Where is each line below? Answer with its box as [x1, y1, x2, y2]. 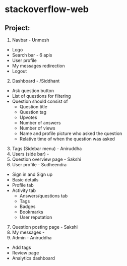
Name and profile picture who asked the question [19, 130, 122, 137]
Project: [5, 24, 30, 32]
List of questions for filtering [12, 93, 71, 99]
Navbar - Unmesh [12, 37, 49, 43]
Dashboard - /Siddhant [12, 78, 60, 84]
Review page [12, 250, 39, 255]
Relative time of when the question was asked [19, 136, 115, 142]
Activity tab [12, 187, 36, 193]
